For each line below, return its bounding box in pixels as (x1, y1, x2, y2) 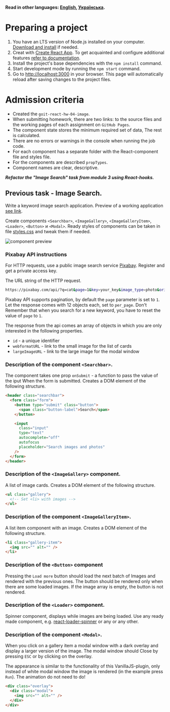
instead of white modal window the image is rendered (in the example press (5, 668, 163, 675)
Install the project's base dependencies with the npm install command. (12, 60, 162, 66)
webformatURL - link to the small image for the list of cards (12, 343, 132, 349)
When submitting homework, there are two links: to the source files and (12, 116, 162, 122)
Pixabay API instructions (5, 250, 67, 258)
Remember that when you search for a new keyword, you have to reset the (5, 307, 161, 313)
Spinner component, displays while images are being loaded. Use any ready (5, 613, 164, 619)
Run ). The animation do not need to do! (5, 674, 86, 680)
